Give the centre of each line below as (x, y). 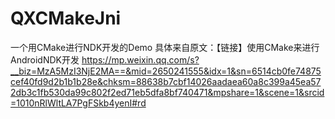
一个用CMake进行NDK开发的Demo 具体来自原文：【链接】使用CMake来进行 (165, 47)
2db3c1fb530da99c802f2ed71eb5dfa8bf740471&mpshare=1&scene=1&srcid (167, 92)
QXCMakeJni (66, 18)
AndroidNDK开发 (45, 59)
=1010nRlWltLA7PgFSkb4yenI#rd (78, 103)
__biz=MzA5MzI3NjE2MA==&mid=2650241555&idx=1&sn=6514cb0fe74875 (166, 71)
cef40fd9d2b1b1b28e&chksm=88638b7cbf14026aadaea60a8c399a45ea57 (166, 81)
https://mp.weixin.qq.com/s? (140, 59)
